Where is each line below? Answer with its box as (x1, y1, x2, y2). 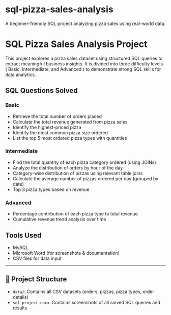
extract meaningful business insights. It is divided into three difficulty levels (5, 60, 163, 67)
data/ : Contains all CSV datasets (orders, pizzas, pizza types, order (12, 288, 154, 295)
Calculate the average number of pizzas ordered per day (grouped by (12, 175, 159, 182)
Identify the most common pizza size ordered (12, 129, 108, 136)
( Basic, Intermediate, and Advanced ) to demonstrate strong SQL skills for (5, 66, 161, 72)
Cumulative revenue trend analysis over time (12, 216, 106, 223)
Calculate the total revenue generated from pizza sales (12, 118, 128, 125)
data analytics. (5, 71, 36, 78)
